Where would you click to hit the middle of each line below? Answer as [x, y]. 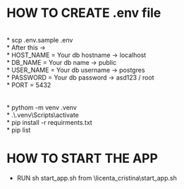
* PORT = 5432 [29, 85]
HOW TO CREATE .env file [84, 13]
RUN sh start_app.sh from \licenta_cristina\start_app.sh [97, 178]
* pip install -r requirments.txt [49, 122]
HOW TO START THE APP [82, 158]
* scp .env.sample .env [40, 39]
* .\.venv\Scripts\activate [43, 115]
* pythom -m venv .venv [42, 107]
